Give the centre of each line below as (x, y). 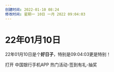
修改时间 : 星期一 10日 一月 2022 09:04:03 (45, 14)
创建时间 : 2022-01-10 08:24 (32, 10)
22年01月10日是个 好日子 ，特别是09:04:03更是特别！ (58, 54)
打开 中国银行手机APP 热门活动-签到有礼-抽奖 (51, 65)
